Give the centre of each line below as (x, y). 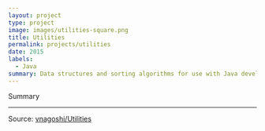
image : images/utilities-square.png (68, 30)
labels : (21, 60)
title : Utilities (37, 37)
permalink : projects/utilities (60, 45)
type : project (32, 23)
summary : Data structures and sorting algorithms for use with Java (123, 74)
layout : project (35, 15)
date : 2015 (26, 52)
